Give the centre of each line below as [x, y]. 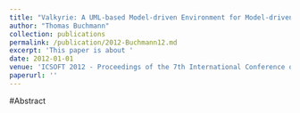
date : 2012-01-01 [42, 59]
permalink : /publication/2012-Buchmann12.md [93, 42]
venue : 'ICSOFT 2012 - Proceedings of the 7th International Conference [147, 68]
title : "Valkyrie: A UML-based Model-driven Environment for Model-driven [151, 17]
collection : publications [57, 34]
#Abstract [28, 101]
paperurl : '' [33, 76]
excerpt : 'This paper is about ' [71, 51]
